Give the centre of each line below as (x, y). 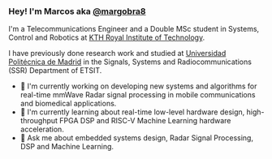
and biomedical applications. (68, 104)
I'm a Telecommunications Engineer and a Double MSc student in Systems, (134, 29)
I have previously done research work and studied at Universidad (117, 54)
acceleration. (42, 129)
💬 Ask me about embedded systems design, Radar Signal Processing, (137, 138)
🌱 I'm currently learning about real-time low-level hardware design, (132, 112)
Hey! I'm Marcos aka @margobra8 (77, 11)
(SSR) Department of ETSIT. (55, 71)
